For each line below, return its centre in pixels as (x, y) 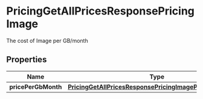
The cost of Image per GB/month (47, 40)
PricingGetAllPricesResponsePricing (101, 11)
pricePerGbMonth (36, 87)
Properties (27, 59)
